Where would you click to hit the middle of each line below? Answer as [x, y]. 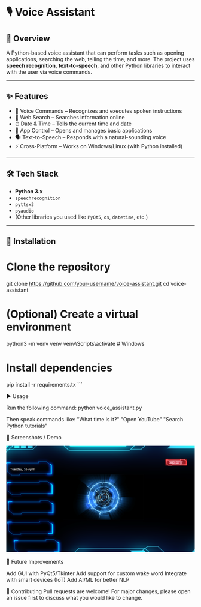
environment [39, 327]
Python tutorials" [27, 426]
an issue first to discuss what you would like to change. [74, 598]
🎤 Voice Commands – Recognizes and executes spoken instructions [98, 111]
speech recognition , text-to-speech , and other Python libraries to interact [98, 65]
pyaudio [24, 211]
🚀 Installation [31, 241]
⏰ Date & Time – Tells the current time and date [73, 124]
